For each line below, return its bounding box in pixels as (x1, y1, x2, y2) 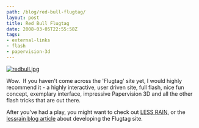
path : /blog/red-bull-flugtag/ (6, 9, 86, 15)
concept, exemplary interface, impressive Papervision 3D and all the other (6, 90, 193, 98)
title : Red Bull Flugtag (6, 20, 70, 26)
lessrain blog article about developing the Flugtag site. (6, 115, 143, 122)
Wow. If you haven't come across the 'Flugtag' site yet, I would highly (6, 77, 182, 84)
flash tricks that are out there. (6, 96, 81, 104)
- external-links (6, 37, 51, 43)
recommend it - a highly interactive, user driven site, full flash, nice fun (6, 84, 184, 91)
